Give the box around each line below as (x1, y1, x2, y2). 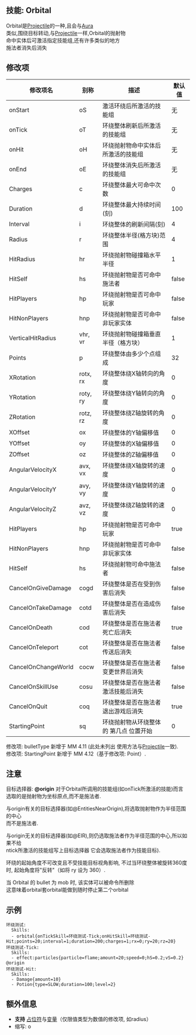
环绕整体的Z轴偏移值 (102, 450, 159, 458)
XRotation (9, 373, 36, 381)
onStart (9, 106, 30, 114)
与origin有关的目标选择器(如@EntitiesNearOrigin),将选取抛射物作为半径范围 (6, 805, 187, 812)
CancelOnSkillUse (9, 682, 58, 691)
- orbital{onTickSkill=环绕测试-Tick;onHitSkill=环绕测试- (11, 933, 150, 940)
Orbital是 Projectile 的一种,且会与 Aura (6, 22, 93, 29)
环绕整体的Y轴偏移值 (102, 429, 159, 437)
